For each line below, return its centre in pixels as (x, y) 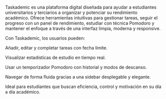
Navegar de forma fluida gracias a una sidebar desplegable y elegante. (78, 77)
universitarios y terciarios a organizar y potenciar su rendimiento (72, 12)
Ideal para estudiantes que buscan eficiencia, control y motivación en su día (83, 86)
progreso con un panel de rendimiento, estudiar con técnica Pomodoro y (80, 23)
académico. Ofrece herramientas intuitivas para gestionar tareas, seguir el (82, 18)
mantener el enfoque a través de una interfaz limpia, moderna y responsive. (83, 28)
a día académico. (23, 92)
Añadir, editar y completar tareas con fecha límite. (56, 48)
